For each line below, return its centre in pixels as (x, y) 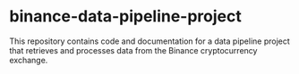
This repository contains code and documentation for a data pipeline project (150, 41)
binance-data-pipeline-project (125, 16)
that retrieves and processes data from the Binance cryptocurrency (133, 50)
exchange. (29, 60)
